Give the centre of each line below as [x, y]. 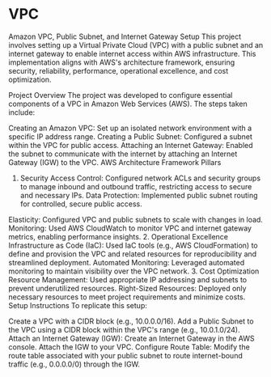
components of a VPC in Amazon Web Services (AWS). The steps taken [128, 104]
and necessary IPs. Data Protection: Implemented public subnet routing [139, 195]
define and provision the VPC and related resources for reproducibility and [133, 254]
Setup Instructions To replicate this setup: [78, 305]
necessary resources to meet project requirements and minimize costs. [127, 297]
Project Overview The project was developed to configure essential [121, 95]
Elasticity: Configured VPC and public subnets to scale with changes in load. [135, 219]
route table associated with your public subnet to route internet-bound [125, 355]
